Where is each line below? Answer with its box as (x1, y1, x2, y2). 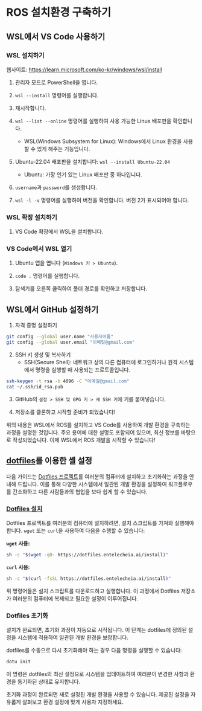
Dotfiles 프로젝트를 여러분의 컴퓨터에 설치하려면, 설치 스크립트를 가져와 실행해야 (6, 519, 194, 526)
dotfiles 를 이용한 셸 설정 (6, 455, 92, 466)
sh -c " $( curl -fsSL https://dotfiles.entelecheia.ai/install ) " (6, 575, 171, 582)
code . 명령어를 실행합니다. (14, 272, 80, 280)
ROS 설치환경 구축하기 (6, 5, 112, 19)
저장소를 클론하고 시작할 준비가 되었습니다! (14, 408, 116, 416)
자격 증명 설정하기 (14, 321, 57, 329)
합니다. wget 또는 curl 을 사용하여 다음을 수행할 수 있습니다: (6, 527, 145, 534)
